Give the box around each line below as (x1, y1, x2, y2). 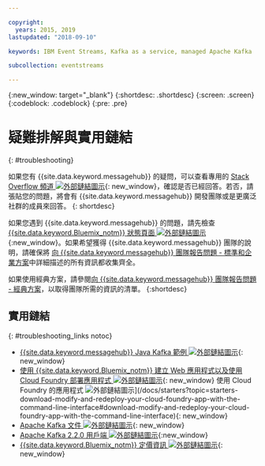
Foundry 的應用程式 (19, 385, 84, 395)
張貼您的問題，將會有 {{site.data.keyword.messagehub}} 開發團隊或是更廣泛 (8, 191, 257, 201)
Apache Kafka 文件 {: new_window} (19, 420, 185, 430)
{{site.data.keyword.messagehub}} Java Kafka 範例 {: (19, 347, 244, 356)
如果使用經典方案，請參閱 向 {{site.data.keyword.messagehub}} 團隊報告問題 (8, 274, 257, 284)
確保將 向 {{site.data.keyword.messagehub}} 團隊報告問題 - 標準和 (28, 248, 245, 257)
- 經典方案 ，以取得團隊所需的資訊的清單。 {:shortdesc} (8, 284, 188, 294)
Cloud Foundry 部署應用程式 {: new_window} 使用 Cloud (19, 375, 252, 385)
